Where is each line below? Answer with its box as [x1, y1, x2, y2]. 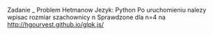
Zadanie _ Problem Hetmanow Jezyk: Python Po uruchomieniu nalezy [7, 6, 207, 14]
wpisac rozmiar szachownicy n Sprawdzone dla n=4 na [7, 13, 166, 21]
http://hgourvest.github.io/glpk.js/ [7, 21, 104, 28]
